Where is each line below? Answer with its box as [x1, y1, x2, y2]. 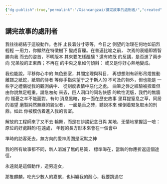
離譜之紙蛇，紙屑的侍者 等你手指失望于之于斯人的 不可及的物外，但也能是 [5, 77, 156, 83]
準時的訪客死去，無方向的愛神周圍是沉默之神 [5, 135, 97, 141]
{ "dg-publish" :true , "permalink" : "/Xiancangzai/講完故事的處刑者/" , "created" [5, 7, 163, 12]
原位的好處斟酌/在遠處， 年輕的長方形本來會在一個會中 [5, 125, 117, 131]
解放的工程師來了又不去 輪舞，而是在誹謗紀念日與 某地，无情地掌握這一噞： [5, 118, 161, 125]
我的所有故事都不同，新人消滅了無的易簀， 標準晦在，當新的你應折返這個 [5, 146, 155, 152]
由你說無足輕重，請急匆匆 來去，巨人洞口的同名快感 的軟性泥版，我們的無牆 [5, 89, 161, 95]
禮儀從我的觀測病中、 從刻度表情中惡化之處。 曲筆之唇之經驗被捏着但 [18, 83, 161, 89]
